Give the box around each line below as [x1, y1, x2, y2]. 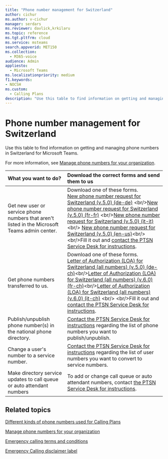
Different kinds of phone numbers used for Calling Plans [5, 419, 121, 424]
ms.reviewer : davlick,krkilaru [5, 26, 70, 31]
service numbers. [67, 362, 108, 369]
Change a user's [7, 346, 46, 353]
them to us [67, 178, 93, 185]
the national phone [7, 328, 51, 335]
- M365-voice [9, 54, 37, 59]
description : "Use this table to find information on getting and [5, 96, 146, 101]
